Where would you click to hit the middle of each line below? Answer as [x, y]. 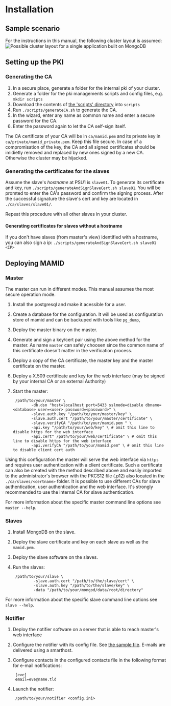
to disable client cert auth [44, 450]
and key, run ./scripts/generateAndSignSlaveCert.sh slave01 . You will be [83, 188]
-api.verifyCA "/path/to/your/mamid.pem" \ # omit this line [98, 445]
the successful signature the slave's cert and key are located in [72, 198]
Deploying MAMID [35, 263]
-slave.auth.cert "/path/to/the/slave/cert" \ [84, 581]
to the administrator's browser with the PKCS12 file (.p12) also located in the [85, 476]
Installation [30, 9]
